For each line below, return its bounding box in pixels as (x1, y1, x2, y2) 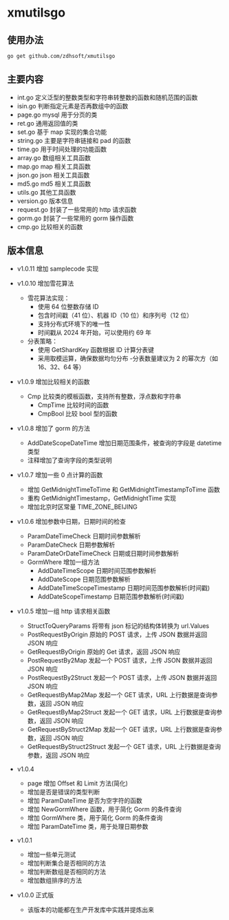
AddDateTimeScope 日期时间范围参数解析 (37, 566, 157, 574)
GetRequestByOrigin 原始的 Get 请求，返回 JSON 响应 (27, 647, 181, 656)
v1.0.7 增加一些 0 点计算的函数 (17, 471, 103, 479)
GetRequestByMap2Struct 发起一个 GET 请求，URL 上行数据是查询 (27, 707, 217, 716)
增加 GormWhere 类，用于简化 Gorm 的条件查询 (27, 813, 163, 822)
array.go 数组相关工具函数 (17, 153, 91, 162)
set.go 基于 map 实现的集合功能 (17, 128, 107, 136)
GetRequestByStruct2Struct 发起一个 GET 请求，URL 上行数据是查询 (27, 742, 221, 750)
